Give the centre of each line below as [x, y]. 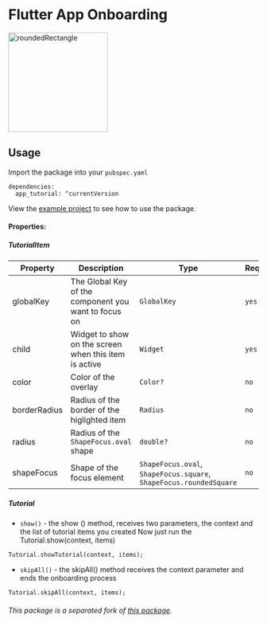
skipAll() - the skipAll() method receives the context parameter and [132, 570]
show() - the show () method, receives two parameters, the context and [136, 523]
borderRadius [38, 410]
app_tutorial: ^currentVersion [67, 194]
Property [37, 268]
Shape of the [95, 468]
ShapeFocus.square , [175, 474]
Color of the [93, 378]
